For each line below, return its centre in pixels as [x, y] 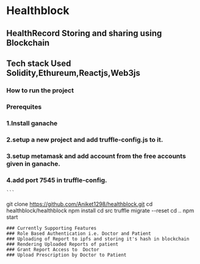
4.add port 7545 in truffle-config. [57, 180]
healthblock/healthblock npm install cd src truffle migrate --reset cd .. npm [100, 210]
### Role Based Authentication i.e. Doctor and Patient [79, 233]
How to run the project [40, 90]
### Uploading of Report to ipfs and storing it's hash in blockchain [98, 239]
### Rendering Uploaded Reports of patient [62, 244]
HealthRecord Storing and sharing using [84, 33]
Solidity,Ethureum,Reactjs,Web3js [73, 73]
